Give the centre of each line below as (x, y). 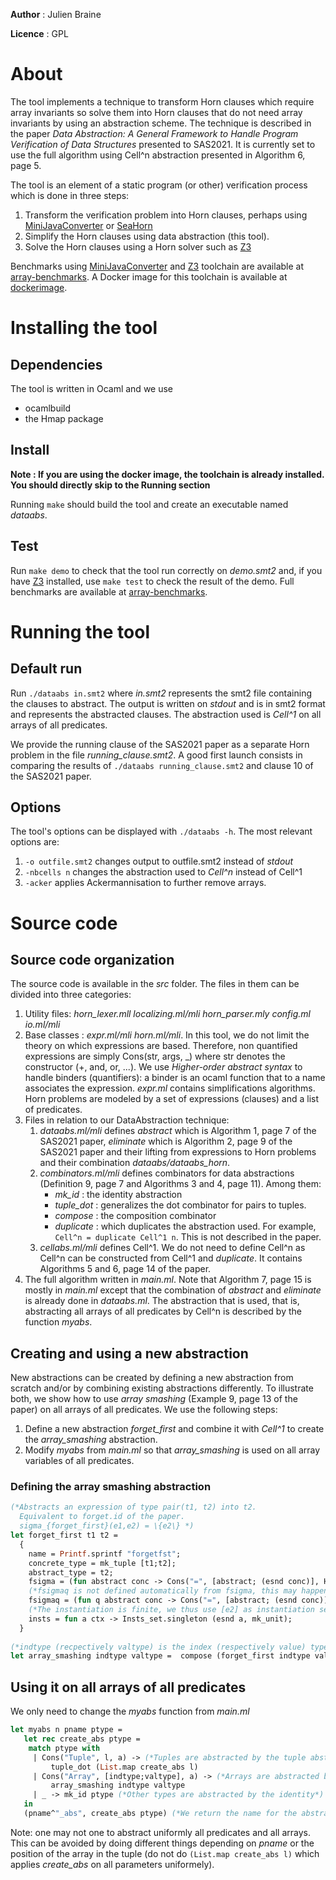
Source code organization (92, 959)
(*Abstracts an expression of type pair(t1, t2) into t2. (133, 1507)
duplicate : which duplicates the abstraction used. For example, (185, 1226)
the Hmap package (64, 418)
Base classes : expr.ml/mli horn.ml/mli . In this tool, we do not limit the (167, 1035)
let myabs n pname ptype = (66, 1730)
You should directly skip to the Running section (110, 485)
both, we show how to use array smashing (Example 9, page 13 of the (154, 1399)
